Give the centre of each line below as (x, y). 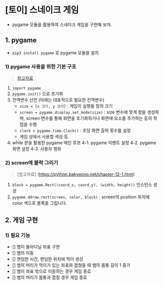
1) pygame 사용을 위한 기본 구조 (41, 67)
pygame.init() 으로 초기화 (38, 94)
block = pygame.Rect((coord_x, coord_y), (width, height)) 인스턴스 (82, 185)
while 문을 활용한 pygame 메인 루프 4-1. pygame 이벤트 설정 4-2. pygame (84, 143)
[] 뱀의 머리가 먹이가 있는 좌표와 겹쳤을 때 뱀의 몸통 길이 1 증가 (71, 265)
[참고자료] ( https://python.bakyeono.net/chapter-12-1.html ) (76, 174)
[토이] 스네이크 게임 (42, 10)
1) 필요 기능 (18, 235)
